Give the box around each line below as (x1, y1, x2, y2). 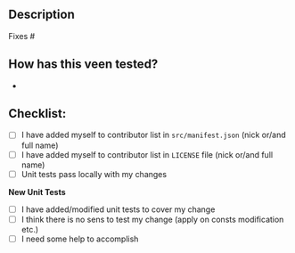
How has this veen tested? (8, 57, 159, 72)
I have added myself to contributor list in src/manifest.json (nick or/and (20, 129, 286, 141)
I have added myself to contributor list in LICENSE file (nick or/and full (20, 149, 274, 159)
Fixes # (8, 30, 36, 41)
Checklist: (8, 106, 67, 121)
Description (8, 7, 75, 22)
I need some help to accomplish (20, 233, 139, 244)
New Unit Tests (8, 186, 66, 197)
